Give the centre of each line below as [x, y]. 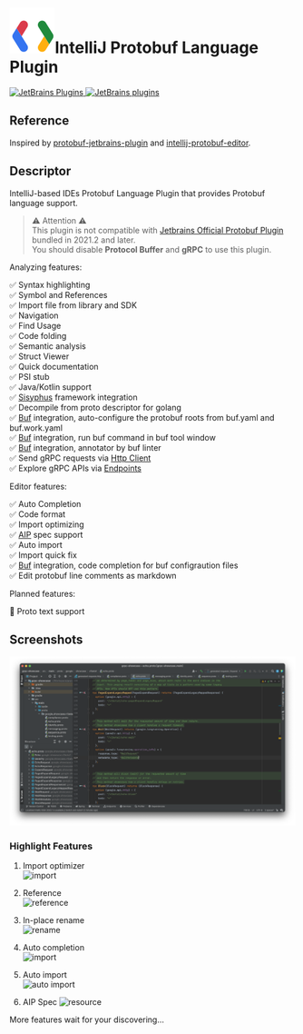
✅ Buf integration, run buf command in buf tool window [112, 437]
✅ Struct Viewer [39, 356]
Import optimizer [54, 866]
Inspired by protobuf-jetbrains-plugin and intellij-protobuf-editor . [130, 143]
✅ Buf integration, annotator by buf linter [85, 447]
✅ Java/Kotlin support [51, 387]
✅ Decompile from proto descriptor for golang [95, 407]
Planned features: [42, 593]
